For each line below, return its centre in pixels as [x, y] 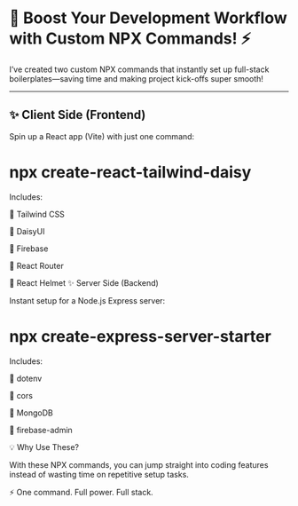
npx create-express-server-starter [141, 336]
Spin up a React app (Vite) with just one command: [102, 136]
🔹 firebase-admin [41, 430]
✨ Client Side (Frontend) [78, 115]
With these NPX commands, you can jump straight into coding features [139, 464]
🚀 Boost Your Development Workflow [149, 18]
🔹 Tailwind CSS [37, 214]
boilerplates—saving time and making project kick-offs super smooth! [137, 78]
